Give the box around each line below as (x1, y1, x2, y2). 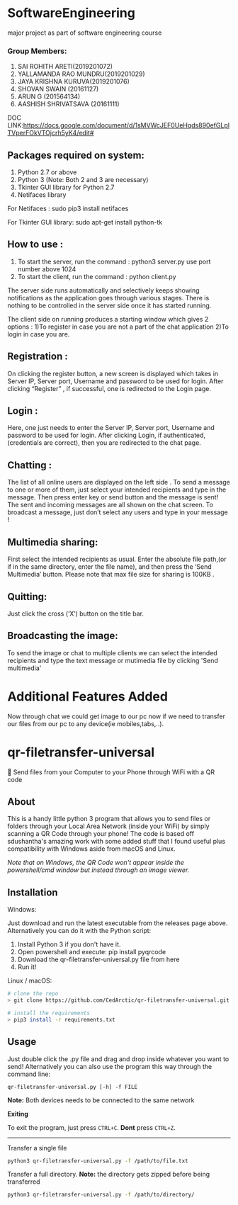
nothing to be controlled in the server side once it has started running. (7, 301, 212, 310)
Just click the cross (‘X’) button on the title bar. (7, 609, 144, 618)
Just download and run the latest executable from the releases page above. (7, 919, 228, 927)
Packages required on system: (7, 149, 145, 161)
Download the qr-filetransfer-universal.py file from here (17, 955, 180, 964)
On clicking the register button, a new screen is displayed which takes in (7, 369, 219, 378)
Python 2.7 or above (17, 168, 77, 176)
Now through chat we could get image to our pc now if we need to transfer (7, 712, 225, 720)
